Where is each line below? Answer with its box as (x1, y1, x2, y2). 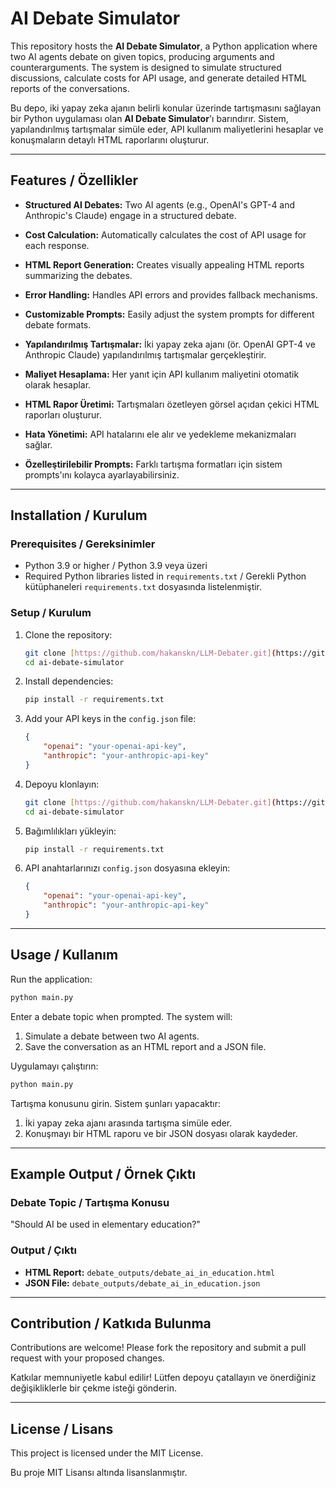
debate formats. (24, 318, 92, 331)
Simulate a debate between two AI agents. (24, 1030, 200, 1042)
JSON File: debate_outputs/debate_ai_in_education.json (24, 1277, 261, 1289)
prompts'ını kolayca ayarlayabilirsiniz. (24, 468, 180, 481)
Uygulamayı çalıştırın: (10, 1060, 99, 1072)
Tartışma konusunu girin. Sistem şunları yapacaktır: (10, 1097, 221, 1109)
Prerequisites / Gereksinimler (10, 537, 156, 551)
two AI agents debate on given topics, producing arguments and (10, 50, 275, 62)
